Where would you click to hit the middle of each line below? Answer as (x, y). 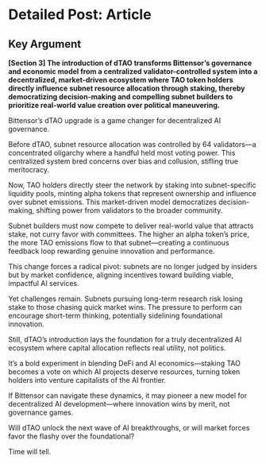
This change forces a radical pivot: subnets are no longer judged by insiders (133, 266)
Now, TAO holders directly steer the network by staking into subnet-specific (132, 185)
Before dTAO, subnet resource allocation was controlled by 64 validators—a (132, 144)
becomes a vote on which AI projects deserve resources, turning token (124, 372)
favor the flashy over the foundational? (71, 436)
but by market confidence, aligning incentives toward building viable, (121, 275)
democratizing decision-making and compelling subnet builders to (121, 96)
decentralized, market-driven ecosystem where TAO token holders (121, 80)
